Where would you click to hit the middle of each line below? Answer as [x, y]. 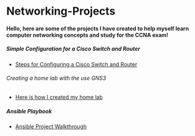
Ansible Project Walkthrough [51, 126]
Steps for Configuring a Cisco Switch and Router [76, 64]
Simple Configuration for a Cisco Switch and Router [73, 49]
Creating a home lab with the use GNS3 [56, 78]
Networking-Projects [61, 11]
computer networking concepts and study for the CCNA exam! [87, 35]
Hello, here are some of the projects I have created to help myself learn [97, 28]
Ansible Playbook [29, 111]
